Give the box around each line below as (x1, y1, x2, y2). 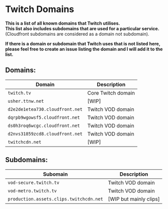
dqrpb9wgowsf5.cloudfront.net (8, 114, 80, 120)
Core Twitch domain (87, 89, 135, 96)
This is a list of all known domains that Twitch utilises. (5, 20, 120, 26)
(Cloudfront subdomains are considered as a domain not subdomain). (5, 31, 149, 37)
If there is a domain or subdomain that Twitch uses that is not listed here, (5, 40, 160, 46)
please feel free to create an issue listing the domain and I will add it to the (5, 46, 163, 52)
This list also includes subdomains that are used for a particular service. (5, 25, 159, 31)
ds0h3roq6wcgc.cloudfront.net (8, 122, 80, 128)
